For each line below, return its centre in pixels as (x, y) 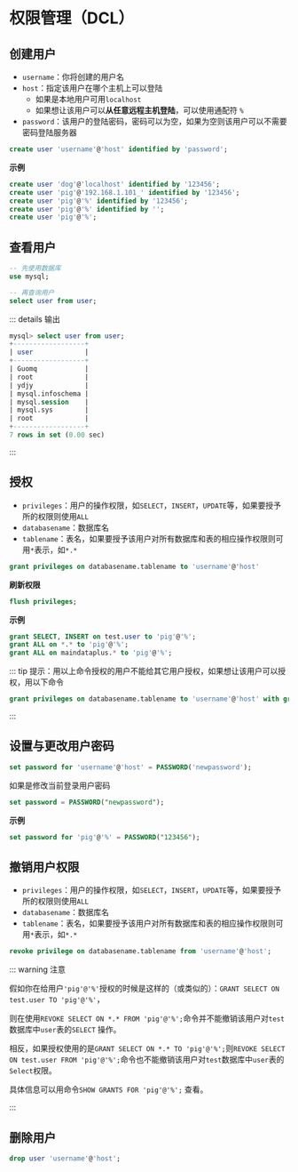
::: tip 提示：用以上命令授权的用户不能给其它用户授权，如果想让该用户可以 (144, 671)
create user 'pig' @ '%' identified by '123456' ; (99, 201)
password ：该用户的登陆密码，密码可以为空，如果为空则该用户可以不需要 (155, 121)
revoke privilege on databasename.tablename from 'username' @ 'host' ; (141, 951)
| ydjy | (49, 385)
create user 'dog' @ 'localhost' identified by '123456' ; (114, 184)
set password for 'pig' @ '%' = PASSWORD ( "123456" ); (105, 837)
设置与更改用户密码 (62, 747)
